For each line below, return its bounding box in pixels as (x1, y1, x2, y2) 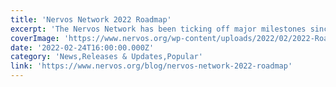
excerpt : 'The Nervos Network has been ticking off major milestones (10, 24, 307, 34)
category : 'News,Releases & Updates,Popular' (10, 52, 203, 62)
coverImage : (10, 33, 60, 43)
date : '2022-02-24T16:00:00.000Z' (10, 42, 155, 53)
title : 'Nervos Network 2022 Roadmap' (10, 14, 172, 25)
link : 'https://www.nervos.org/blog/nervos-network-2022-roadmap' (10, 61, 293, 71)
